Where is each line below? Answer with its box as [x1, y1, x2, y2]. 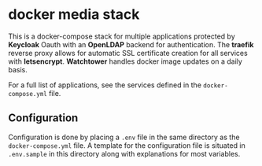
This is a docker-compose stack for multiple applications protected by [8, 31, 236, 41]
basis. [8, 65, 28, 74]
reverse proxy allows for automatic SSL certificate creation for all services [8, 48, 248, 57]
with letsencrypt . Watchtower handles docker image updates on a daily [8, 57, 242, 66]
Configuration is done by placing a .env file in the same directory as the [8, 132, 240, 142]
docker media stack [8, 6, 140, 24]
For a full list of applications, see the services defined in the [8, 80, 202, 90]
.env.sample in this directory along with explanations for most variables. [8, 149, 241, 158]
